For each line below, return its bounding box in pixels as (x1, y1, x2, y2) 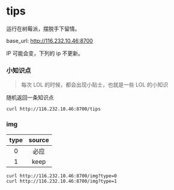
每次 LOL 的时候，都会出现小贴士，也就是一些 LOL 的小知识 (20, 81, 169, 88)
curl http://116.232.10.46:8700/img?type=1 (6, 178, 117, 184)
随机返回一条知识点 (6, 94, 54, 101)
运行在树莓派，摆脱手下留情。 (6, 25, 80, 32)
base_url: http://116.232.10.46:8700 (6, 37, 93, 44)
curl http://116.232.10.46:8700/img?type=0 (6, 172, 117, 179)
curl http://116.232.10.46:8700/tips (6, 106, 101, 113)
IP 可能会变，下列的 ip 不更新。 (6, 50, 84, 57)
